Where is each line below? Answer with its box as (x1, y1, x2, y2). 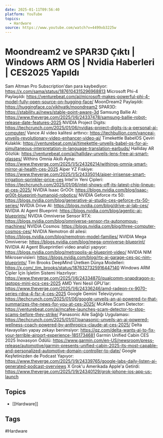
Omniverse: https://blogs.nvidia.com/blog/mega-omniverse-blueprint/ (5, 239, 145, 245)
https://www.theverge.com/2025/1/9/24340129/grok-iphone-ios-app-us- (5, 369, 152, 375)
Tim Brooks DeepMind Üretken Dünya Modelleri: (27, 260, 125, 266)
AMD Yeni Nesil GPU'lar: (61, 280, 111, 286)
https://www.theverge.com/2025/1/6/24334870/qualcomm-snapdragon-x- (5, 275, 155, 281)
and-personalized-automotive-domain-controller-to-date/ (5, 348, 121, 354)
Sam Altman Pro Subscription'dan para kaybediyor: (5, 83, 108, 89)
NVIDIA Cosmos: (27, 223, 61, 229)
